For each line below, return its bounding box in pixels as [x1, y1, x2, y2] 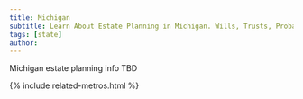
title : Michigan [9, 13, 70, 22]
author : [9, 38, 39, 48]
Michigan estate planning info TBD [9, 63, 138, 74]
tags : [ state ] [9, 30, 63, 39]
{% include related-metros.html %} [9, 80, 140, 91]
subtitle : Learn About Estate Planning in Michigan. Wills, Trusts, [9, 22, 272, 31]
